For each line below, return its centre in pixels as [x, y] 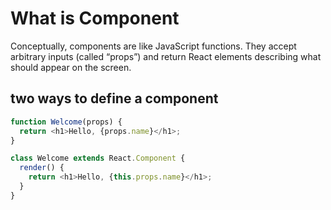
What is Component [95, 18]
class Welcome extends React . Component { [98, 158]
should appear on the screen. [71, 67]
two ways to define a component [114, 98]
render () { [42, 168]
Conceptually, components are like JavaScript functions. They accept [153, 46]
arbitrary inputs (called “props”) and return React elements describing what [166, 56]
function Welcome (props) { [66, 122]
